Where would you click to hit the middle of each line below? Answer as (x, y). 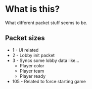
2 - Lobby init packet (33, 55)
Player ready (33, 76)
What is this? (33, 9)
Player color (32, 65)
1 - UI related (25, 50)
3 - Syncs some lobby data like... (46, 60)
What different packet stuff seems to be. (46, 23)
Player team (32, 71)
